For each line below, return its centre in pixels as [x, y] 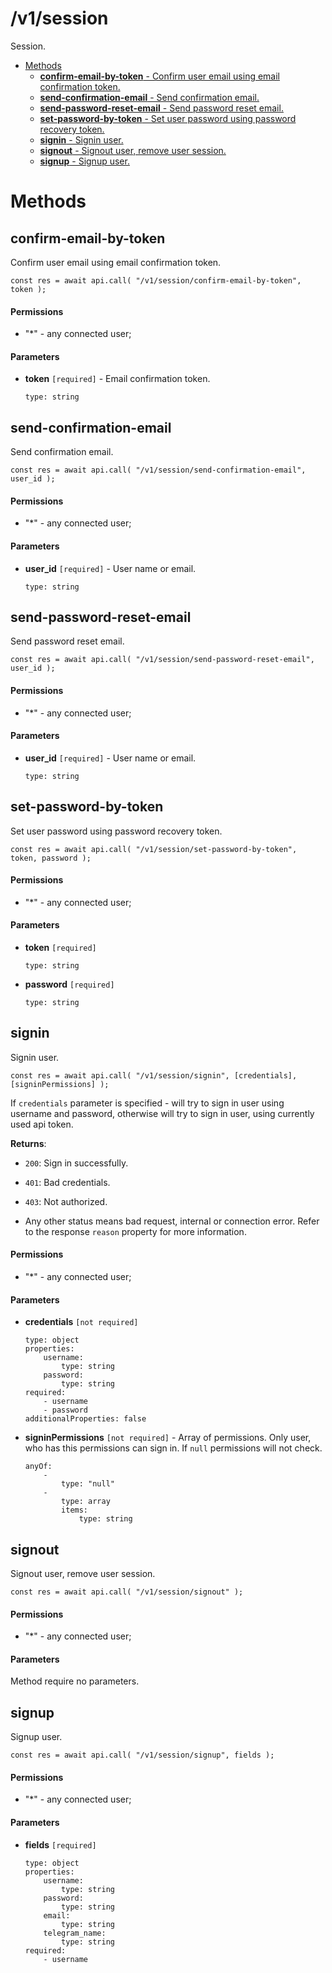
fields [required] [60, 1844]
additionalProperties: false [85, 1419]
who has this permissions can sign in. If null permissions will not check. [173, 1448]
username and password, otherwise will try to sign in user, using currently [162, 1113]
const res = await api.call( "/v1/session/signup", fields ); [142, 1755]
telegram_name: [75, 1933]
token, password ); [51, 858]
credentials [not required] [81, 1322]
